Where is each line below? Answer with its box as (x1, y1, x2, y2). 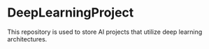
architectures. (7, 35, 48, 43)
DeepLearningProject (7, 5, 134, 21)
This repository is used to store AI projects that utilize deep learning (7, 28, 203, 36)
